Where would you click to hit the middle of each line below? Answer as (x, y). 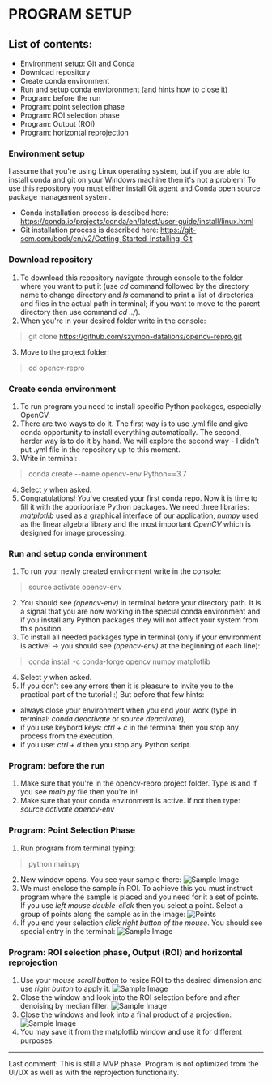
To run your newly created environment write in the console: (121, 571)
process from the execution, (67, 736)
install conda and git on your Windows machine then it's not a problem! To (132, 180)
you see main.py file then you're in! (79, 792)
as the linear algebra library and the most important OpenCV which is (135, 523)
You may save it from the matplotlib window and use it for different (131, 1032)
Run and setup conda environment (78, 553)
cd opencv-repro (56, 368)
